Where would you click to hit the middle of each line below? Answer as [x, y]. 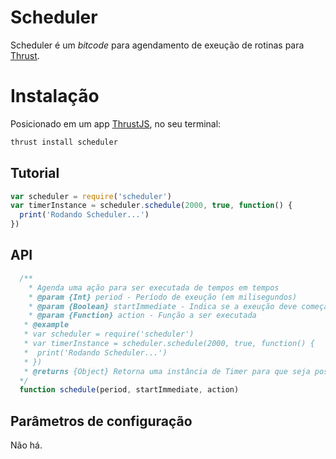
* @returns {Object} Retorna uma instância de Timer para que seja [167, 371]
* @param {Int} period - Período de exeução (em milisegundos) [163, 297]
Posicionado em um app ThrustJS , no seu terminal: [116, 123]
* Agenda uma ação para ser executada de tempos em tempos [154, 287]
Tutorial [35, 173]
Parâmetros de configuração [101, 421]
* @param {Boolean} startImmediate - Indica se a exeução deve [163, 306]
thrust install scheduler [64, 142]
